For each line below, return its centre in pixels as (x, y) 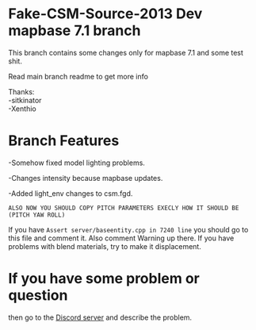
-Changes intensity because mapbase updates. (86, 178)
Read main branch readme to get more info (78, 76)
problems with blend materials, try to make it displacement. (105, 246)
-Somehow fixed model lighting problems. (76, 163)
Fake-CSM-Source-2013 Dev (105, 14)
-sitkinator (25, 100)
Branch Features (64, 141)
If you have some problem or (104, 279)
